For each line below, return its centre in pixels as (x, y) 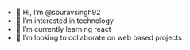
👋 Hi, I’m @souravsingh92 (58, 12)
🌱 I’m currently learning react (63, 29)
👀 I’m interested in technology (64, 21)
